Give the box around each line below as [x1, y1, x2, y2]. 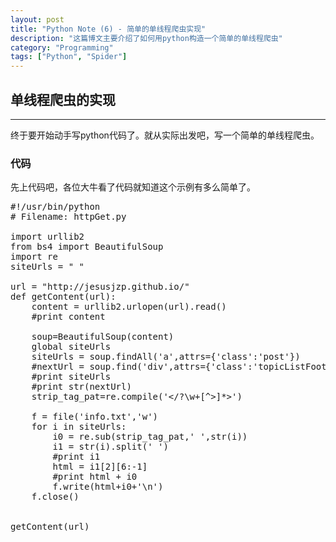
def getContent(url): [10, 291, 117, 303]
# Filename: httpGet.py [10, 211, 127, 223]
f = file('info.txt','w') [31, 411, 159, 423]
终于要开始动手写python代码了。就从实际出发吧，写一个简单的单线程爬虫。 [10, 129, 320, 141]
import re [10, 251, 58, 263]
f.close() [31, 491, 80, 503]
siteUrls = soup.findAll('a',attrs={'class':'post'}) [31, 351, 301, 363]
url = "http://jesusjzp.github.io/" [10, 281, 190, 293]
